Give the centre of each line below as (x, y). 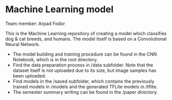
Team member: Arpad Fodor (35, 23)
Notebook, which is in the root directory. (55, 59)
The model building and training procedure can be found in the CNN (85, 54)
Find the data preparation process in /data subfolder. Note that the (83, 65)
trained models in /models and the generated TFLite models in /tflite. (85, 86)
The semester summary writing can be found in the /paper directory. (85, 92)
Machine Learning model (60, 9)
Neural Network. (23, 44)
